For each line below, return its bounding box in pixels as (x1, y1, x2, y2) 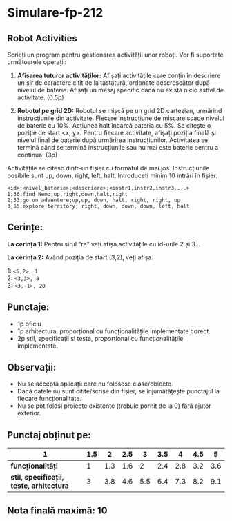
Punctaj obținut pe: (7, 429, 91, 441)
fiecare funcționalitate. (17, 395, 81, 403)
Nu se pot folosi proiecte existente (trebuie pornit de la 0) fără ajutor (17, 402, 212, 410)
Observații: (7, 362, 57, 373)
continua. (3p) (17, 150, 58, 159)
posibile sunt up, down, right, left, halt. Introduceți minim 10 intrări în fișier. (7, 171, 217, 179)
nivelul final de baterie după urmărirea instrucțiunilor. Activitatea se (17, 136, 209, 144)
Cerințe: (7, 222, 43, 233)
